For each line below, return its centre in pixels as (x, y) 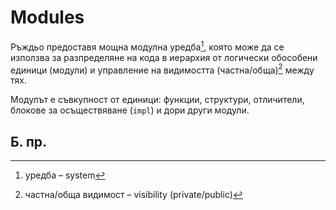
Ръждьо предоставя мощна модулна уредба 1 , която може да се (147, 46)
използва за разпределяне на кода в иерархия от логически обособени (164, 57)
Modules (47, 17)
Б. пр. (29, 141)
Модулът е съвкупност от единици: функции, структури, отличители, (157, 100)
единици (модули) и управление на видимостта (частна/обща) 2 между (162, 69)
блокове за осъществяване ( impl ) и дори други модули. (130, 110)
